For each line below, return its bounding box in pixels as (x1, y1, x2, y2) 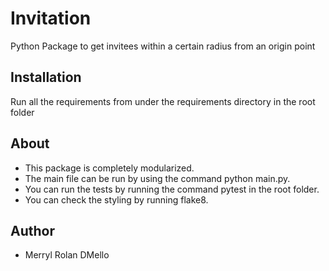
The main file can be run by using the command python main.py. (24, 172, 291, 184)
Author (10, 222, 55, 239)
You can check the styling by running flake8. (24, 193, 209, 206)
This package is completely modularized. (24, 162, 195, 174)
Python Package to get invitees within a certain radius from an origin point (10, 40, 316, 52)
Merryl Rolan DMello (24, 249, 110, 261)
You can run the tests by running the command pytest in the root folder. (24, 183, 320, 195)
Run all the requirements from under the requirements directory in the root (10, 95, 316, 107)
